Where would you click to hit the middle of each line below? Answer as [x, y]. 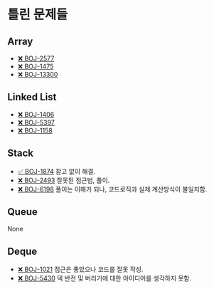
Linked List [32, 97]
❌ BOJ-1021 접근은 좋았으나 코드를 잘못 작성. [80, 269]
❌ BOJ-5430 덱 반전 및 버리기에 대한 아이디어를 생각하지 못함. [105, 278]
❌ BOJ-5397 [36, 122]
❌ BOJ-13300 [38, 74]
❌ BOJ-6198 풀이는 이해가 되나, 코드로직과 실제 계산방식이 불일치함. [112, 189]
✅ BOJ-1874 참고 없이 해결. [57, 171]
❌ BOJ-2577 [36, 58]
